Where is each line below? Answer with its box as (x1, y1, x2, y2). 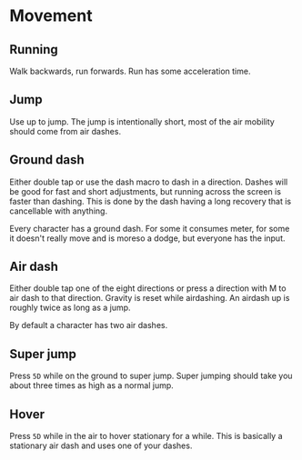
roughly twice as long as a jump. (9, 302, 131, 314)
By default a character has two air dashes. (9, 320, 168, 331)
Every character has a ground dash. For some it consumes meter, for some (9, 223, 290, 234)
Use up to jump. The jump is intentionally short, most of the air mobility (9, 115, 275, 127)
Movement (9, 5, 93, 26)
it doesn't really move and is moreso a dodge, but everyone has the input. (9, 233, 286, 244)
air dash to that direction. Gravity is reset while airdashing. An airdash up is (9, 293, 290, 304)
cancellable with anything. (9, 205, 107, 216)
